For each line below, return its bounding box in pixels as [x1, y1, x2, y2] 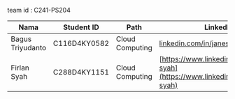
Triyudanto [10, 43, 47, 52]
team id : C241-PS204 [7, 6, 71, 14]
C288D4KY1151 [52, 68, 110, 77]
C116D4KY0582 [52, 38, 110, 48]
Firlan [10, 63, 29, 73]
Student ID [62, 22, 99, 32]
